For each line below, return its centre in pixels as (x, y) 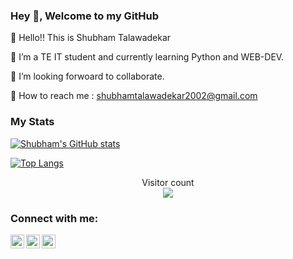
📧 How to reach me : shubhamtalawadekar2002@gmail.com (134, 96)
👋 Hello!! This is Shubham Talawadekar (91, 38)
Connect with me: (54, 218)
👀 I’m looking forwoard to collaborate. (87, 76)
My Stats (32, 122)
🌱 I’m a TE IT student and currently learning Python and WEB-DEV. (147, 57)
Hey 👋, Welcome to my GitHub (85, 16)
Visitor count (168, 182)
